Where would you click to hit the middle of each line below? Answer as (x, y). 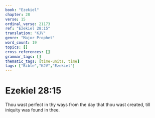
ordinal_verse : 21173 (28, 24)
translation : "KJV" (26, 33)
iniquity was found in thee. (33, 110)
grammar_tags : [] (23, 56)
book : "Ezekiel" (22, 10)
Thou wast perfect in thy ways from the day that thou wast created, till (78, 105)
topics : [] (17, 47)
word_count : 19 (21, 43)
